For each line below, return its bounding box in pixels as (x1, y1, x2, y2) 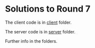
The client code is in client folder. (5, 19, 72, 25)
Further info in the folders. (5, 38, 57, 44)
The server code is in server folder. (5, 29, 76, 34)
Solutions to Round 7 (5, 3, 91, 15)
